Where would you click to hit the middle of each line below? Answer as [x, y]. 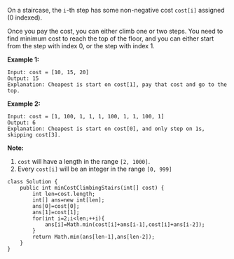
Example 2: [24, 104]
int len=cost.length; [64, 194]
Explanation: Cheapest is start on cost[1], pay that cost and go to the [117, 85]
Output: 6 [22, 122]
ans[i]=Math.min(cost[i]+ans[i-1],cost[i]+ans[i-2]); [125, 225]
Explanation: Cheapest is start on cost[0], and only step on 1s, [106, 129]
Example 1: [23, 59]
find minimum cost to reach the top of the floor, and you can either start [111, 38]
